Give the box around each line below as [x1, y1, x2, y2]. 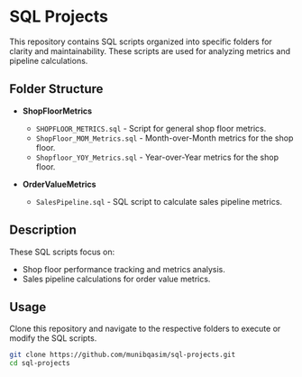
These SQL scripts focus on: [9, 246, 115, 257]
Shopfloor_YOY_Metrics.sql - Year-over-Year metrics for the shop [35, 152, 279, 162]
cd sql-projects [9, 359, 70, 368]
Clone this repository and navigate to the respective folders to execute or [9, 323, 281, 335]
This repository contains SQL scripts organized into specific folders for [9, 36, 272, 47]
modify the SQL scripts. [9, 333, 97, 344]
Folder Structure [9, 81, 104, 97]
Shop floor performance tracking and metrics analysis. [22, 263, 225, 274]
